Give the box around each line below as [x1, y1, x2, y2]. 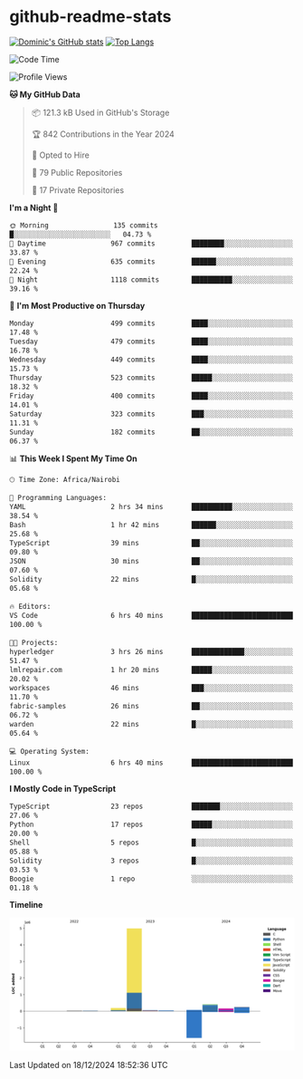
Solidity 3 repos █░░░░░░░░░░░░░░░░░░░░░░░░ [9, 856, 294, 865]
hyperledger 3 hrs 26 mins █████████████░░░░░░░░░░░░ [9, 647, 294, 656]
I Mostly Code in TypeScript [9, 783, 116, 794]
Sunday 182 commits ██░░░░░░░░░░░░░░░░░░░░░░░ [9, 428, 294, 437]
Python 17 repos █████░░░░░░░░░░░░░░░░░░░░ [9, 820, 294, 829]
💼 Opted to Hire [31, 149, 90, 160]
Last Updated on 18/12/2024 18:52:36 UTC [9, 1060, 168, 1071]
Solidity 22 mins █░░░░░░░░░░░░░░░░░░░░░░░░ [9, 574, 294, 583]
